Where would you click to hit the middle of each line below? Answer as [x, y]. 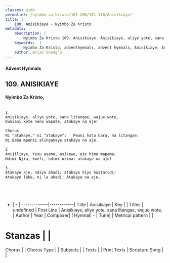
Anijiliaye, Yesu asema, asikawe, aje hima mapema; [61, 154]
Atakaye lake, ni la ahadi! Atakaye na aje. [53, 178]
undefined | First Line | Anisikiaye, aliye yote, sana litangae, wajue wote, [88, 210]
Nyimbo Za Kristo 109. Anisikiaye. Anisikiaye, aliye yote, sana [94, 38]
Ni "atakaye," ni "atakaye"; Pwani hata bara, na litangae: [72, 136]
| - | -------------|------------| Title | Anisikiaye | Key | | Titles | [78, 205]
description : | [30, 33]
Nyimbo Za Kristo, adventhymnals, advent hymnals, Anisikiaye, [91, 48]
